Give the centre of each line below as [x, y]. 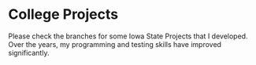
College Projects [63, 14]
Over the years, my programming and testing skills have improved [115, 44]
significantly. [29, 52]
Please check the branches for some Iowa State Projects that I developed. [128, 36]
